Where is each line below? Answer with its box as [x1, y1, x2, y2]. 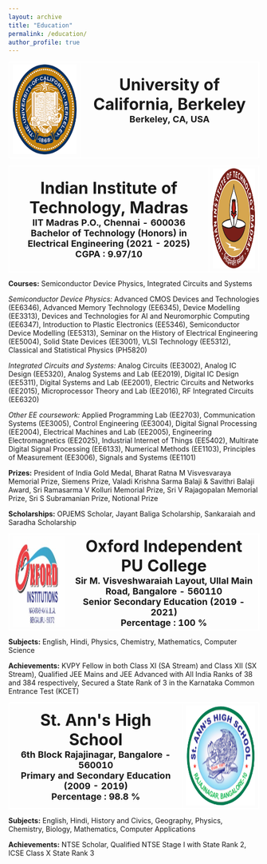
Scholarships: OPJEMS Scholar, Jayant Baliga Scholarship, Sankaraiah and [8, 509, 256, 519]
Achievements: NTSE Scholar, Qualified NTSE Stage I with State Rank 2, [8, 840, 247, 850]
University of [119, 74, 221, 95]
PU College [120, 555, 207, 575]
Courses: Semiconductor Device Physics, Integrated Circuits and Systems [8, 279, 253, 289]
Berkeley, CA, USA [129, 113, 210, 125]
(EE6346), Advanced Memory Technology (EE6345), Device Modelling [8, 303, 241, 313]
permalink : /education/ [8, 30, 88, 38]
